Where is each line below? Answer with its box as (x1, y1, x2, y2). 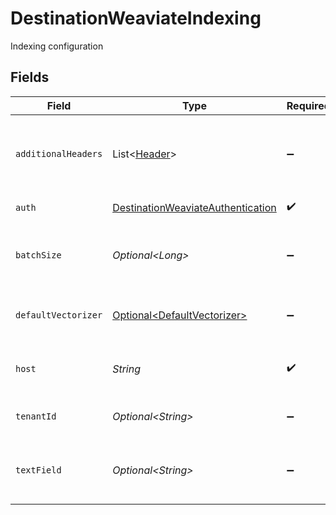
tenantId (15, 410, 57, 422)
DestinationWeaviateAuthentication (112, 200, 277, 214)
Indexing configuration (10, 40, 104, 52)
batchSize (15, 249, 62, 261)
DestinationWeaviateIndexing (10, 7, 262, 30)
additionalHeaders (15, 148, 103, 159)
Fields (10, 69, 50, 86)
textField (15, 464, 62, 476)
